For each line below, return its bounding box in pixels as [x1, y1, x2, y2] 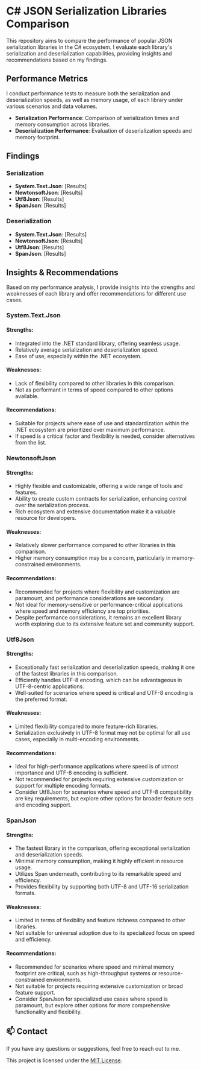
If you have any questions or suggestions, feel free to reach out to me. [6, 1045, 181, 1053]
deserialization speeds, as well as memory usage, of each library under [6, 96, 184, 103]
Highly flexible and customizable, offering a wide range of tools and [14, 483, 183, 490]
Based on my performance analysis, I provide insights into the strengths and [6, 283, 196, 291]
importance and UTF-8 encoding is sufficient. [14, 769, 128, 776]
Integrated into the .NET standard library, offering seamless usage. [14, 340, 181, 347]
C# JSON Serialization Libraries [6, 4, 167, 18]
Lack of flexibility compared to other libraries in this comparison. [14, 379, 175, 387]
